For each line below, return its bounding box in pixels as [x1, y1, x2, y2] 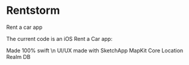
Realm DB [6, 53, 31, 60]
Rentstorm [6, 4, 60, 17]
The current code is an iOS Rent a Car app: [6, 35, 113, 42]
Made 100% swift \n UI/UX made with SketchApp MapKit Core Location [6, 46, 184, 54]
